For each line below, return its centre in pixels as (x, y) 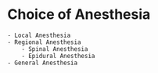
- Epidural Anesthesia (58, 56)
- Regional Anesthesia (44, 42)
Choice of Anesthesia (79, 15)
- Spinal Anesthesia (55, 49)
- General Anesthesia (43, 63)
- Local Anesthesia (39, 35)
